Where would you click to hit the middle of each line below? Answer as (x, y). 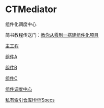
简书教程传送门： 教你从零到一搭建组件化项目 (52, 35)
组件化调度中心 (21, 24)
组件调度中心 (19, 89)
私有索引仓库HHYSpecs (30, 100)
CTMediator (31, 9)
